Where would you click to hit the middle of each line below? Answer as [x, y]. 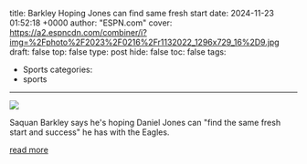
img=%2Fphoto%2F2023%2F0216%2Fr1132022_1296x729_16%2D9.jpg [145, 42]
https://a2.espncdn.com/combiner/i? [79, 32]
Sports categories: [58, 69]
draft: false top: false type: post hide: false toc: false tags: [118, 52]
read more [29, 150]
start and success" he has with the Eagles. [90, 132]
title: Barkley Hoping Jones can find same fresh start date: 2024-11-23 [142, 13]
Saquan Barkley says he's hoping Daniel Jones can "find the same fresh [145, 123]
